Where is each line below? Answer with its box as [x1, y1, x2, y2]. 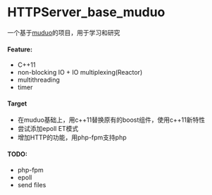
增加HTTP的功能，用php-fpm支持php [17, 133, 127, 141]
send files [17, 180, 46, 189]
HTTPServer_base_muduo [7, 4, 166, 20]
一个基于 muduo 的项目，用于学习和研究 [7, 28, 120, 37]
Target [7, 99, 27, 108]
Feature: [7, 45, 33, 54]
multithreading [17, 75, 60, 84]
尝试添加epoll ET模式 [17, 125, 79, 133]
